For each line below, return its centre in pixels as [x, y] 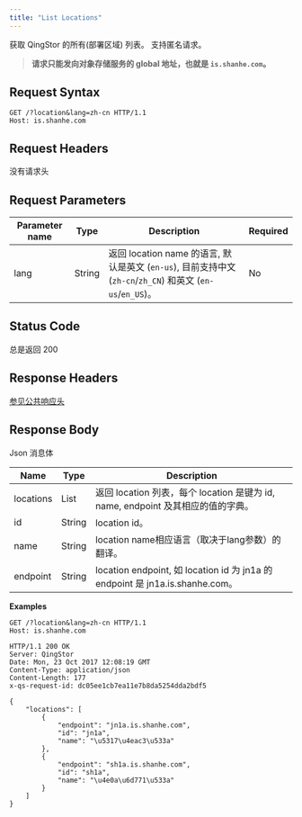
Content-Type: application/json [70, 670]
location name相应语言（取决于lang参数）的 [188, 539]
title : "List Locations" [56, 18]
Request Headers [59, 148]
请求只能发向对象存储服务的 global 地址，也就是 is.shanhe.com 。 [151, 63]
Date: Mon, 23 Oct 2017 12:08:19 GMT [80, 662]
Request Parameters [68, 200]
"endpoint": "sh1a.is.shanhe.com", [124, 764]
